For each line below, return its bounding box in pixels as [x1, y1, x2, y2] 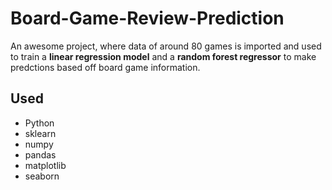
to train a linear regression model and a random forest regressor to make [10, 50, 317, 62]
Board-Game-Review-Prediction [10, 7, 285, 30]
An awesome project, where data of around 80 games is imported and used [10, 40, 322, 52]
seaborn [24, 170, 60, 182]
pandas [24, 148, 57, 161]
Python [24, 117, 55, 129]
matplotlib [24, 159, 67, 171]
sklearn [24, 127, 57, 139]
